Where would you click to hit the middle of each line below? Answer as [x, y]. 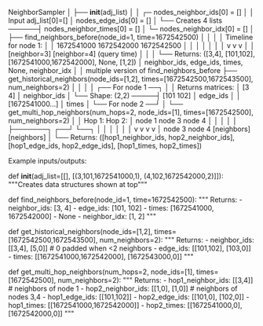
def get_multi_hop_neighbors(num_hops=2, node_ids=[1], [101, 272]
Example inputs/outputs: [47, 161]
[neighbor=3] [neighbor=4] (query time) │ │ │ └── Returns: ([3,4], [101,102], [131, 54]
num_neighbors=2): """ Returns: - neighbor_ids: [177, 240]
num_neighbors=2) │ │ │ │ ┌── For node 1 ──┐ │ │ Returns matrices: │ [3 [129, 87]
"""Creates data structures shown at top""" [78, 184]
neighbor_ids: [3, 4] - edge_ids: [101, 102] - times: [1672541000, [111, 208]
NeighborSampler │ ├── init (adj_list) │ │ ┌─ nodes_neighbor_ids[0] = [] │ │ [131, 12]
